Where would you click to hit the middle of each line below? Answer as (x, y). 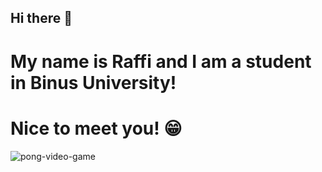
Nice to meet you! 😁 (96, 128)
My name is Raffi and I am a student (161, 61)
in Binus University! (93, 82)
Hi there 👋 (41, 18)
